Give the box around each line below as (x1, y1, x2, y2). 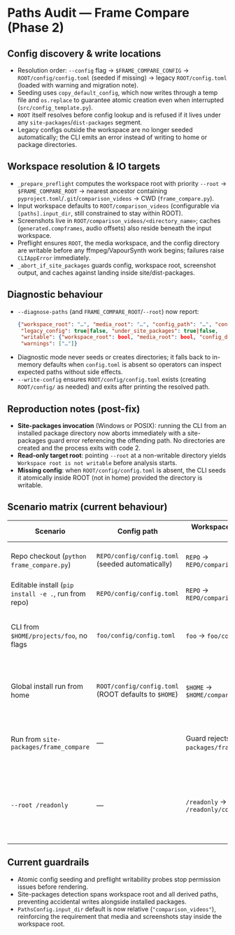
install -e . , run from (10, 589, 86, 599)
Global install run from (10, 681, 84, 691)
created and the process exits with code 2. (17, 443, 141, 452)
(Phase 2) (7, 20, 64, 36)
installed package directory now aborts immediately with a (17, 429, 187, 437)
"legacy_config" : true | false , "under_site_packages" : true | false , (20, 327, 219, 334)
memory (17, 360, 42, 369)
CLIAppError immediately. (17, 253, 91, 262)
